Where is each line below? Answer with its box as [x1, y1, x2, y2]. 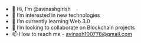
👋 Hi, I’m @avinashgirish [11, 6, 71, 12]
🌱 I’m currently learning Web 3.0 [11, 18, 90, 24]
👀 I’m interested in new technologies [11, 12, 100, 19]
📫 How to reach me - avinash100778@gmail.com [11, 31, 133, 37]
